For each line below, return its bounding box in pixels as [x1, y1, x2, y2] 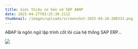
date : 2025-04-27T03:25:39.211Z [5, 12, 70, 16]
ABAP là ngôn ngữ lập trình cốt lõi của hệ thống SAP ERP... [5, 30, 122, 35]
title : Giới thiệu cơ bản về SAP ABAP [5, 7, 83, 12]
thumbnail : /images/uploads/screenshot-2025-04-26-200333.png [5, 16, 133, 21]
